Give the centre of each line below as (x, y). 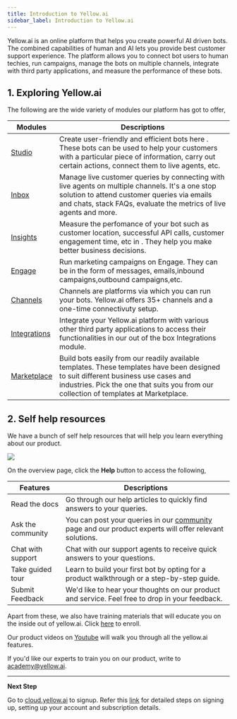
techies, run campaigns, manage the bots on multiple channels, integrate (113, 63)
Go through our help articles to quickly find (136, 500)
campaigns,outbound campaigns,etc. (121, 280)
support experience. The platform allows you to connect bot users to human (118, 55)
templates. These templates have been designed (140, 367)
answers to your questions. (110, 558)
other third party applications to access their (133, 329)
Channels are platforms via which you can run (135, 291)
